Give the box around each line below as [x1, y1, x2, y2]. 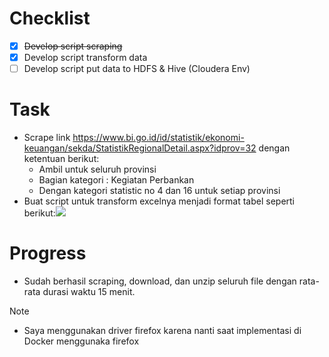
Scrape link [23, 132, 71, 144]
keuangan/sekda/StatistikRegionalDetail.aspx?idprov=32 [23, 142, 257, 154]
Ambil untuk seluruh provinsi [38, 163, 157, 176]
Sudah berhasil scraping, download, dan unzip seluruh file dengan [23, 275, 297, 287]
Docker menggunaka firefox [23, 335, 140, 347]
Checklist [9, 7, 91, 30]
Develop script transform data [23, 52, 148, 63]
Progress [9, 242, 87, 265]
